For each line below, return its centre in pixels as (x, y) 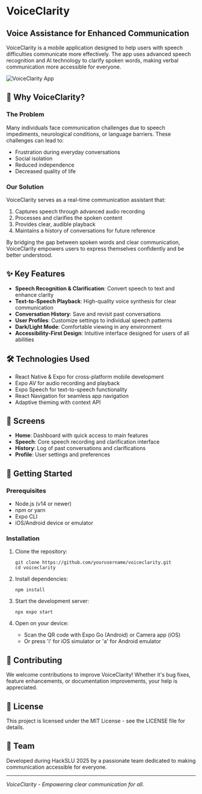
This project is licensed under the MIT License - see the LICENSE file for (96, 721)
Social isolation (34, 158)
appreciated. (22, 688)
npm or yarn (30, 510)
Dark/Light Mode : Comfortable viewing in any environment (88, 326)
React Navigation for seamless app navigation (72, 395)
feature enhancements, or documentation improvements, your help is (92, 681)
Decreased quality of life (45, 171)
